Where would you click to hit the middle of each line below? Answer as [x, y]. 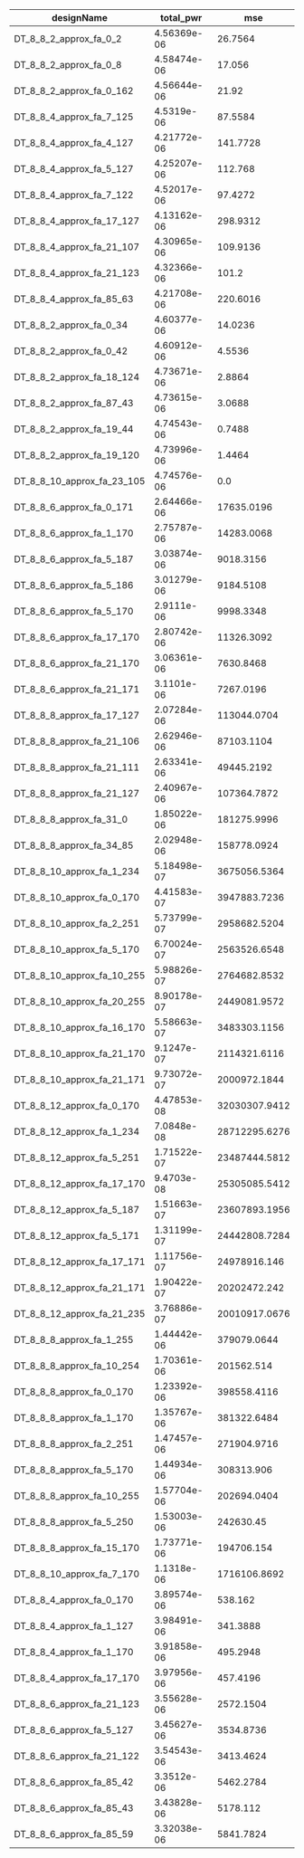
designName [80, 18]
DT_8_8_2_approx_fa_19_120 [77, 455]
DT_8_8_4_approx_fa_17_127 [77, 221]
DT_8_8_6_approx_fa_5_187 [74, 559]
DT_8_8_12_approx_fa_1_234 [77, 1132]
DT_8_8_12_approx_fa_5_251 [77, 1158]
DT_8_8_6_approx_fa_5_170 [74, 611]
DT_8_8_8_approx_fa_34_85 [74, 845]
